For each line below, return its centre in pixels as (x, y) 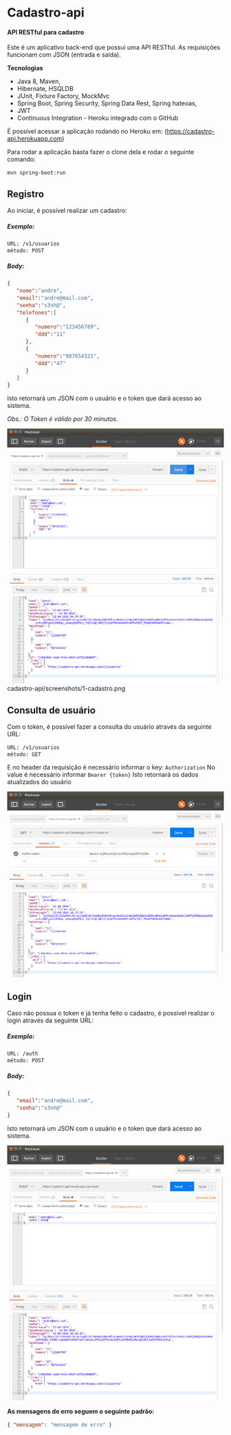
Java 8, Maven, (38, 81)
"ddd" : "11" (51, 334)
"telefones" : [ (36, 312)
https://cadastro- (190, 132)
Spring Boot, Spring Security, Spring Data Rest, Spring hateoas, (107, 103)
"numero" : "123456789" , (67, 327)
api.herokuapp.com (35, 138)
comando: (21, 159)
